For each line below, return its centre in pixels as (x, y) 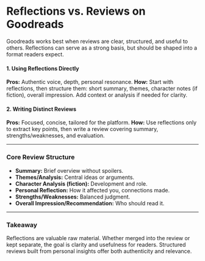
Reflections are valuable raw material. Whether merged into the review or (98, 238)
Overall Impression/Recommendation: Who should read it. (90, 203)
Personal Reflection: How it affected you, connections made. (92, 190)
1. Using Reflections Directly (43, 68)
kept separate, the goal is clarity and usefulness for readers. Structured (96, 244)
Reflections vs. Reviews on (76, 11)
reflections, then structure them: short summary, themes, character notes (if (102, 89)
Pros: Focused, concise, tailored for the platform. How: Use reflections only (102, 123)
